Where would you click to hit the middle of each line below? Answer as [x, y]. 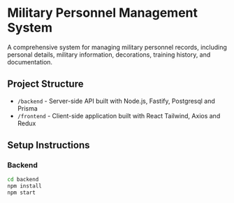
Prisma [28, 108]
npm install [24, 186]
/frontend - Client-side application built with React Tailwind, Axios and [119, 115]
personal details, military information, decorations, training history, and [109, 55]
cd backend [23, 180]
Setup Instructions [49, 145]
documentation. [30, 62]
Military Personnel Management [102, 13]
